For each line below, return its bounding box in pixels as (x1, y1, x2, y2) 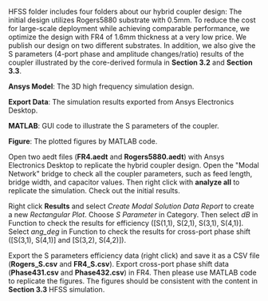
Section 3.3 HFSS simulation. (8, 285, 105, 294)
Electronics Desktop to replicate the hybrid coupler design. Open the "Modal (8, 160, 259, 170)
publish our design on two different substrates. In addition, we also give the (8, 41, 256, 50)
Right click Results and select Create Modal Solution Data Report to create (8, 201, 254, 211)
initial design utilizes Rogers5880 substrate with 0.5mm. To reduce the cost (8, 15, 256, 25)
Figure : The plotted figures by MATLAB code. (8, 137, 158, 146)
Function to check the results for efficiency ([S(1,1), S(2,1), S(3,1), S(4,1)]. (8, 219, 244, 228)
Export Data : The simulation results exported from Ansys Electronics (8, 97, 235, 106)
